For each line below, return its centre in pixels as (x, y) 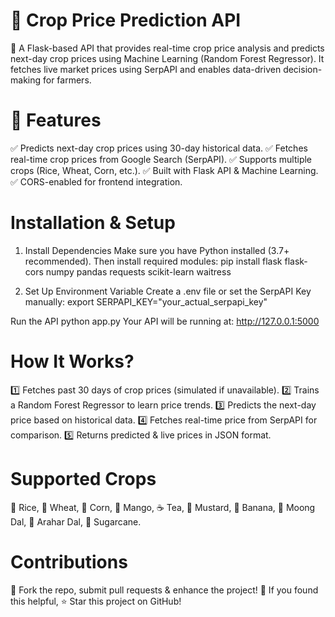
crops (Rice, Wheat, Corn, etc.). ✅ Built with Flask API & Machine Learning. (164, 170)
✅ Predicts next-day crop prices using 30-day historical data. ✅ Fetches (159, 148)
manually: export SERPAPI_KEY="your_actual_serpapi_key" (146, 301)
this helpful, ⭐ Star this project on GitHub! (96, 601)
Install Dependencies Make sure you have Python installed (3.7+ (157, 250)
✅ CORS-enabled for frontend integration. (96, 181)
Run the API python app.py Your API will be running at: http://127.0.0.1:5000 (165, 321)
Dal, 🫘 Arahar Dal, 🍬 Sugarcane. (76, 521)
